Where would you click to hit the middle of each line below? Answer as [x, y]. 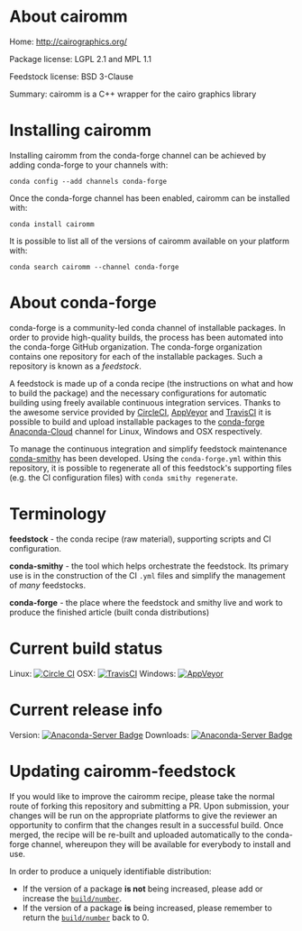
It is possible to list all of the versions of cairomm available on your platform [150, 241]
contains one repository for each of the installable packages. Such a [136, 356]
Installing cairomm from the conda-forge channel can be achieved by [138, 155]
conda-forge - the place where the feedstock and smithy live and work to [146, 602]
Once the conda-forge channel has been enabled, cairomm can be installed [150, 198]
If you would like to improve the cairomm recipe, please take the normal [142, 796]
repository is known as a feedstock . [76, 366]
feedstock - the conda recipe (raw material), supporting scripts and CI [141, 539]
